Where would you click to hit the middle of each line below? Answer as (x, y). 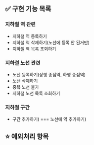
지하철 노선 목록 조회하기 (36, 93)
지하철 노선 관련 (23, 63)
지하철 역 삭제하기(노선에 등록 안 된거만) (51, 42)
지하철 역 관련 (21, 24)
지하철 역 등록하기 (29, 36)
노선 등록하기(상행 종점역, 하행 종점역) (49, 74)
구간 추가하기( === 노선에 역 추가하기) (49, 119)
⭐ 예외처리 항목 (27, 136)
